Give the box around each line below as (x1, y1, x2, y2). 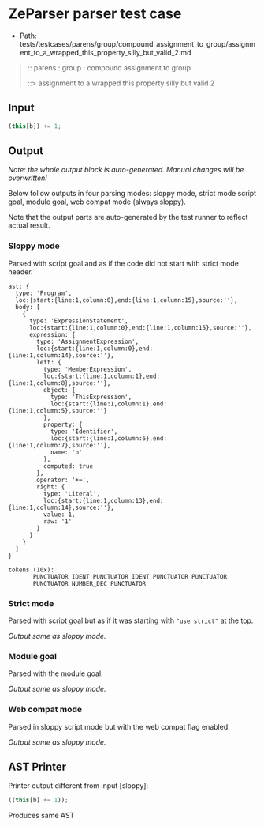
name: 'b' (50, 448, 83, 456)
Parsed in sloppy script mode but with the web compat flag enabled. (8, 722, 230, 731)
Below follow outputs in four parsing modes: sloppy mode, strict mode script (8, 189, 257, 198)
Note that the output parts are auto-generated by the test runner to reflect (8, 213, 248, 222)
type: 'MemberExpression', (43, 365, 132, 373)
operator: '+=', (36, 476, 90, 484)
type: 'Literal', (43, 489, 101, 498)
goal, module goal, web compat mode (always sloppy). (8, 197, 187, 206)
